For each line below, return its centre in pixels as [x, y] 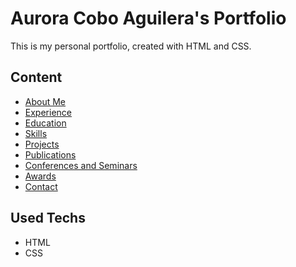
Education [45, 123]
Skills [36, 133]
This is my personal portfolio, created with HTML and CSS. [131, 46]
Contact [41, 186]
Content [36, 77]
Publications [50, 154]
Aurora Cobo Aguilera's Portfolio [148, 18]
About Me [45, 101]
